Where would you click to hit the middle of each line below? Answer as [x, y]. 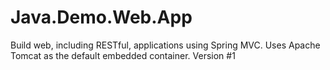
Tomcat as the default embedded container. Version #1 [123, 55]
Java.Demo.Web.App [101, 17]
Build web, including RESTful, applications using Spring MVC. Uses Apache [165, 45]
